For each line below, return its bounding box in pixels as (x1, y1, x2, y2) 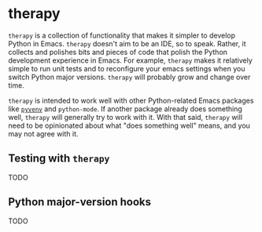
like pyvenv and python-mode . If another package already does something (8, 103, 242, 114)
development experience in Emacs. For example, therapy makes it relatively (8, 56, 253, 65)
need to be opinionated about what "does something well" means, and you (8, 121, 250, 130)
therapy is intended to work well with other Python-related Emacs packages (8, 96, 254, 105)
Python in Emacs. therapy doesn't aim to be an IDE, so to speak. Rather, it (8, 38, 246, 48)
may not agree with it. (8, 129, 79, 138)
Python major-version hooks (8, 195, 152, 208)
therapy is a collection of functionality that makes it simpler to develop (8, 31, 236, 40)
